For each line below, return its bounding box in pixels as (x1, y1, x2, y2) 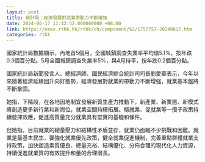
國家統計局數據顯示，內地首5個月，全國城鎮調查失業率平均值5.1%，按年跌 (6, 50, 192, 57)
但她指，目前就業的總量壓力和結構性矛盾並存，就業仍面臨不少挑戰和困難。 (6, 127, 193, 134)
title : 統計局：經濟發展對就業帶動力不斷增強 (6, 15, 108, 21)
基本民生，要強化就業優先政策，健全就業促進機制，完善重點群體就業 (22, 134, 193, 141)
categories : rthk (6, 32, 51, 38)
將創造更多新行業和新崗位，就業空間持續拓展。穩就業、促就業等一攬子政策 (6, 106, 193, 113)
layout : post (6, 9, 40, 15)
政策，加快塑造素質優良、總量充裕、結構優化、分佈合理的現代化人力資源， (11, 142, 199, 149)
